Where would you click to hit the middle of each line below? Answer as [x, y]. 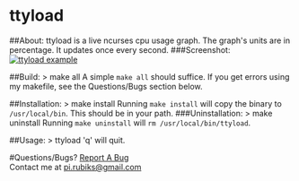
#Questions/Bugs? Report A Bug [69, 157]
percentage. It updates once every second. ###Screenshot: [120, 49]
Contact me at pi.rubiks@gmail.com [75, 167]
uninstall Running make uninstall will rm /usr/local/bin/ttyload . [130, 123]
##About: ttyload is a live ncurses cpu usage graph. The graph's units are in [149, 40]
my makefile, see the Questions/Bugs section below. [106, 86]
